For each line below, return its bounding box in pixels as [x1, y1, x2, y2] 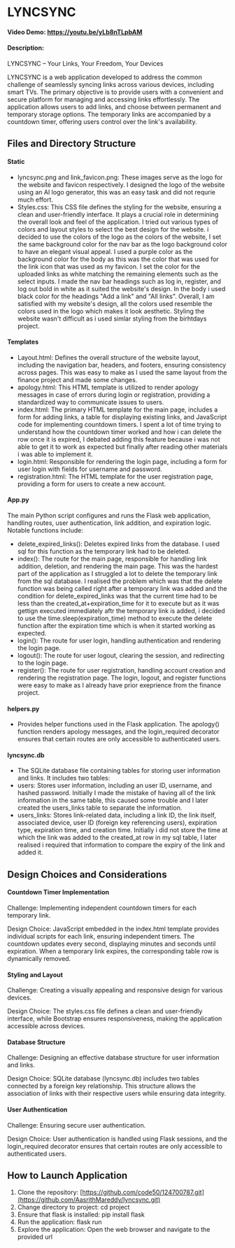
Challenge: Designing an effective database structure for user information [7, 1053, 220, 1062]
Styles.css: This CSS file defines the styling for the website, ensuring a [17, 202, 222, 211]
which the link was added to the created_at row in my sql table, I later [17, 834, 217, 842]
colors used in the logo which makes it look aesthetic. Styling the [17, 307, 205, 315]
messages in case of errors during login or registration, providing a [17, 390, 211, 399]
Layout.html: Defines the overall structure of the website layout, [17, 353, 201, 361]
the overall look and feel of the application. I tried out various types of [17, 218, 218, 226]
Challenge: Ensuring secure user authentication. [7, 1121, 146, 1129]
